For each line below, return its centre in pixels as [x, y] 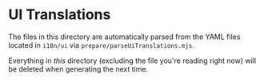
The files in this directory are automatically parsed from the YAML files [124, 37]
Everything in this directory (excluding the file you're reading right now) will [132, 61]
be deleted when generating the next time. [78, 68]
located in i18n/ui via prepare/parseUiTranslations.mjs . [101, 45]
